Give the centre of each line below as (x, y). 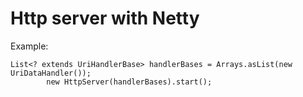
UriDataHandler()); (51, 73)
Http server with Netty (105, 18)
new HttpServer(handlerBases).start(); (129, 82)
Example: (29, 46)
